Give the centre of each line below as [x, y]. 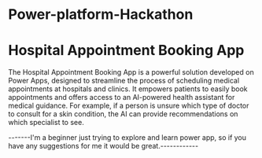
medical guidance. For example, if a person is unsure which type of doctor [129, 106]
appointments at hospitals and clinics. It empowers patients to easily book [128, 89]
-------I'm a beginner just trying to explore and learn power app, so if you [127, 138]
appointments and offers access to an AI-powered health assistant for [122, 97]
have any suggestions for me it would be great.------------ [103, 146]
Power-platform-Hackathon [101, 15]
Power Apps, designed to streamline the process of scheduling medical [124, 81]
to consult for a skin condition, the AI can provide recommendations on [123, 114]
